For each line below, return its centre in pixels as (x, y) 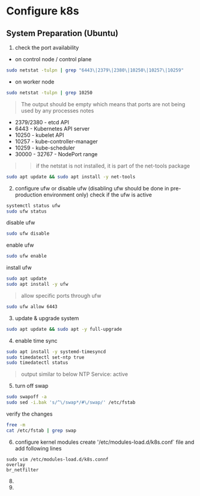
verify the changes (29, 414)
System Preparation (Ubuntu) (62, 33)
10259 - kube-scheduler (45, 148)
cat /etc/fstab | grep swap (41, 431)
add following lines (38, 448)
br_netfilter (23, 470)
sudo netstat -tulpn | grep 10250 (50, 92)
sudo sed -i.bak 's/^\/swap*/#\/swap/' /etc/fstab (71, 403)
